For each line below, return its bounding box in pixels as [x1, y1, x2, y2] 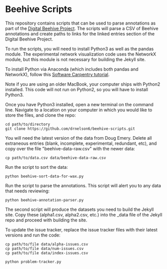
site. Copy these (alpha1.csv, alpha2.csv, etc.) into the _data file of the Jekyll [5, 211, 162, 217]
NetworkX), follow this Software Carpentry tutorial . [5, 71, 110, 77]
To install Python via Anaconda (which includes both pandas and [5, 66, 138, 72]
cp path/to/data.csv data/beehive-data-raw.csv [5, 155, 106, 160]
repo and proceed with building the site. [5, 217, 87, 223]
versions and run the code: [5, 232, 61, 238]
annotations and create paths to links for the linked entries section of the [5, 31, 155, 37]
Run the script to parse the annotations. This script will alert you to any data [5, 182, 161, 188]
